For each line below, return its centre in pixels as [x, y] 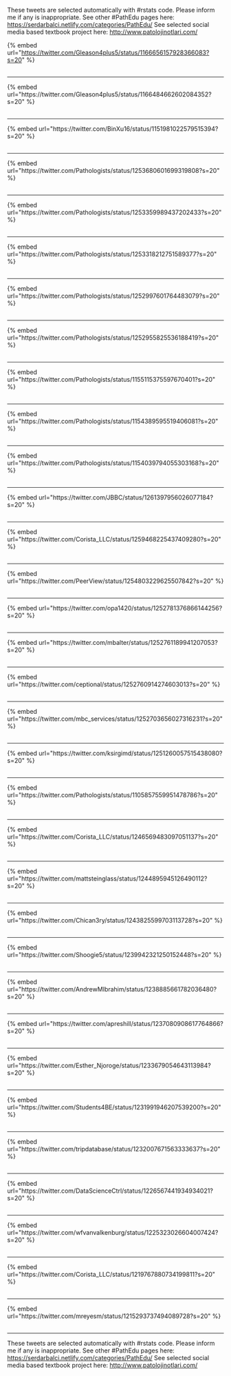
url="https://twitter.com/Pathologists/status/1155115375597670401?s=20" [111, 379]
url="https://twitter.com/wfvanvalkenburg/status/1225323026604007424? [113, 1232]
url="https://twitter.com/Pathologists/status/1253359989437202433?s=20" [114, 212]
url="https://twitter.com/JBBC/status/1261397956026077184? [126, 497]
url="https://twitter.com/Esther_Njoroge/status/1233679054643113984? [109, 1065]
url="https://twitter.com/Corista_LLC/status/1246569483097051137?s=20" [113, 837]
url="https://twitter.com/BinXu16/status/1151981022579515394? [129, 129]
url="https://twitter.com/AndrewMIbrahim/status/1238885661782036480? [112, 989]
